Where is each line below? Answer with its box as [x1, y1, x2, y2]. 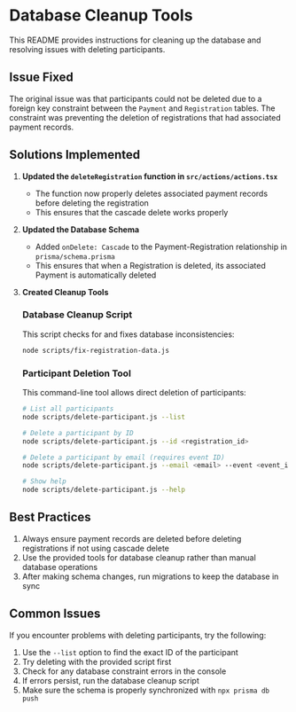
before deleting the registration [35, 197, 149, 208]
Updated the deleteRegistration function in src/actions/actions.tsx [21, 170, 278, 182]
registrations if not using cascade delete [21, 543, 170, 553]
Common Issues [9, 606, 101, 622]
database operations [21, 561, 98, 572]
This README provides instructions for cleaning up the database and [9, 35, 261, 45]
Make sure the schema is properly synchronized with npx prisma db [21, 685, 270, 695]
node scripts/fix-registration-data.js [21, 346, 170, 355]
